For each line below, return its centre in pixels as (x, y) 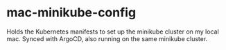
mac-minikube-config (71, 13)
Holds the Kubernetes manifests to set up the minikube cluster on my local (113, 32)
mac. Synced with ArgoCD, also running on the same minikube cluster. (107, 38)
